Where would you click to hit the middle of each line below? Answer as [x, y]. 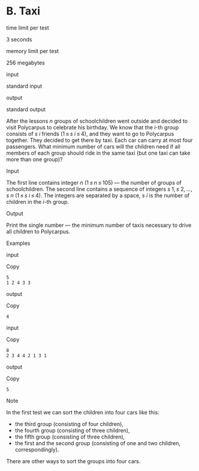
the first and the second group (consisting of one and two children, [98, 443]
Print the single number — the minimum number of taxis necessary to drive [99, 225]
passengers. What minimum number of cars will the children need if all [94, 146]
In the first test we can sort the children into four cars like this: [83, 412]
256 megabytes [25, 63]
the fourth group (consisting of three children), [72, 430]
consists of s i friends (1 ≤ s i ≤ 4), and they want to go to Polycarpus [90, 134]
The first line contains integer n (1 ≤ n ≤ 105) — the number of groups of [94, 182]
